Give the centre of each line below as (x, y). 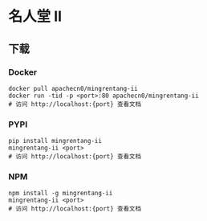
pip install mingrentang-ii (55, 141)
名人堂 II (35, 16)
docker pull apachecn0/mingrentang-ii (73, 88)
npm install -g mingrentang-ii (61, 194)
